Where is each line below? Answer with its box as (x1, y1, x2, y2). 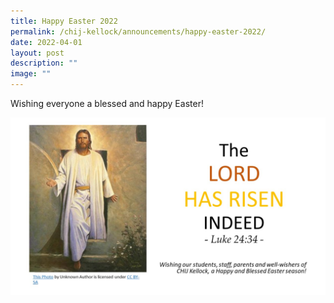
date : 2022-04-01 (10, 37, 83, 47)
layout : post (10, 48, 65, 58)
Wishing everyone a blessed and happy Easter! (10, 98, 204, 109)
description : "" (10, 58, 78, 69)
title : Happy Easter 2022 (10, 16, 118, 26)
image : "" (10, 69, 52, 79)
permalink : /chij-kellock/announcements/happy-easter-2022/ (10, 26, 267, 37)
